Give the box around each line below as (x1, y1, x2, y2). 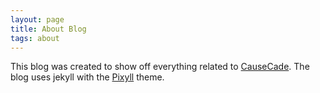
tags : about (10, 33, 60, 43)
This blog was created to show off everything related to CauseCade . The (10, 61, 310, 73)
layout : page (10, 14, 65, 25)
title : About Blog (10, 24, 87, 34)
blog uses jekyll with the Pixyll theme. (10, 71, 165, 83)
